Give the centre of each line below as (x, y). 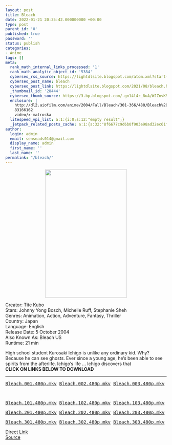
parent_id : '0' (21, 29)
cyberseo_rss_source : (33, 77)
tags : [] (15, 58)
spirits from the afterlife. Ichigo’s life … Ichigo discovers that (68, 364)
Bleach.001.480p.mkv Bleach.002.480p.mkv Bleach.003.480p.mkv (85, 384)
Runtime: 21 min (22, 343)
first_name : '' (26, 148)
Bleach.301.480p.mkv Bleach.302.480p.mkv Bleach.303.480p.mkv (85, 422)
